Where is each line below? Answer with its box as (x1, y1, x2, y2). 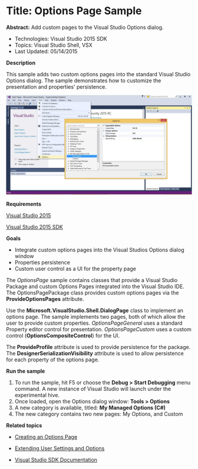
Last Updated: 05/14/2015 (14, 47, 78, 54)
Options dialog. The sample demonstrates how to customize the (6, 77, 161, 84)
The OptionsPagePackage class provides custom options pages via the (6, 289, 179, 296)
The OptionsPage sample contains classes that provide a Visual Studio (6, 276, 178, 283)
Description (6, 59, 36, 66)
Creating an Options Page (14, 433, 78, 440)
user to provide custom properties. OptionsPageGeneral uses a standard (6, 319, 183, 326)
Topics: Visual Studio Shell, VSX (14, 41, 93, 48)
